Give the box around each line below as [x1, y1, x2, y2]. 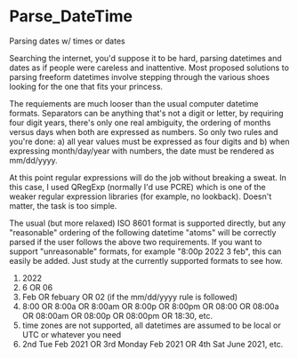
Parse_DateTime [9, 6, 133, 27]
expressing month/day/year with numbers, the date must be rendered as [9, 145, 275, 156]
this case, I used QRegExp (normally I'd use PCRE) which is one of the [9, 181, 267, 192]
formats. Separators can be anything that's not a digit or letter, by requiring [9, 107, 284, 118]
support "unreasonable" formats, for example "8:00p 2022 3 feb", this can [9, 246, 282, 257]
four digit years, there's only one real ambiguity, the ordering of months [9, 117, 271, 128]
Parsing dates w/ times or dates [9, 36, 126, 46]
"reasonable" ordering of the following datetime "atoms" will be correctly [9, 227, 277, 237]
